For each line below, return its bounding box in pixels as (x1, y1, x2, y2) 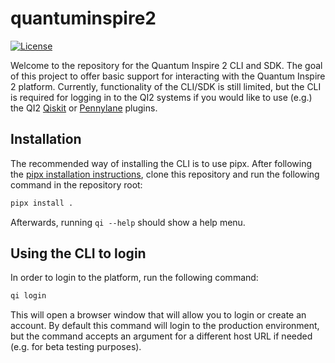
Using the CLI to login (10, 245, 147, 262)
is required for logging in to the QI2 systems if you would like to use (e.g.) (10, 91, 313, 103)
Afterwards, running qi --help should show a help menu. (10, 216, 246, 228)
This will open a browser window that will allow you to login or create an (10, 309, 307, 321)
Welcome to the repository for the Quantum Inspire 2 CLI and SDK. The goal (10, 59, 323, 71)
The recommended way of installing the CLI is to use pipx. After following (10, 157, 313, 169)
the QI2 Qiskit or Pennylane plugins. (10, 102, 158, 114)
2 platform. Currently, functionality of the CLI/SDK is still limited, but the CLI (10, 80, 322, 92)
